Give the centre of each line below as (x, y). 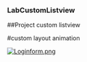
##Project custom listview (44, 25)
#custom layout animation (43, 38)
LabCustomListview (41, 10)
